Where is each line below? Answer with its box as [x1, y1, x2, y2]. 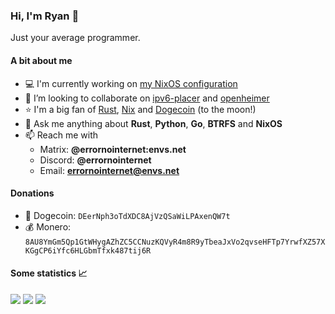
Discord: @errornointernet [39, 154, 152, 166]
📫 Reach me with [24, 129, 99, 141]
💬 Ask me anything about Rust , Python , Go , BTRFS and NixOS [24, 117, 283, 129]
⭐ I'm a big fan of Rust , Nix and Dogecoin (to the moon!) [24, 103, 257, 115]
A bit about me [10, 54, 73, 66]
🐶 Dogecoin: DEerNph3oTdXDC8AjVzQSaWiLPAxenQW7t [24, 209, 231, 221]
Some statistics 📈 [10, 267, 88, 279]
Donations [10, 187, 55, 199]
